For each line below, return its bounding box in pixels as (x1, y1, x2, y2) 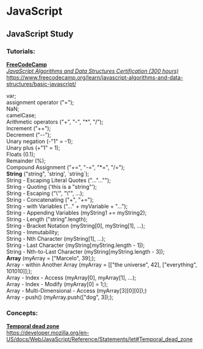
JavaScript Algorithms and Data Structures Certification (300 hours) (6, 67, 179, 75)
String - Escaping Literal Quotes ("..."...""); (6, 176, 111, 184)
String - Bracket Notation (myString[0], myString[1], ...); (6, 222, 145, 229)
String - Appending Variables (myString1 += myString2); (6, 209, 147, 216)
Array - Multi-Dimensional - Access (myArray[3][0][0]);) (6, 287, 148, 294)
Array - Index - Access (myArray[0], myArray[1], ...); (6, 274, 137, 281)
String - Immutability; (6, 228, 60, 236)
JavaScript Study (6, 29, 74, 39)
